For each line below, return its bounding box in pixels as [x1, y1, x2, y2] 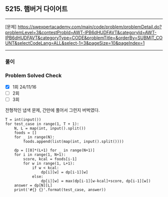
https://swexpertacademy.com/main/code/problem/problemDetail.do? [17, 24, 162, 30]
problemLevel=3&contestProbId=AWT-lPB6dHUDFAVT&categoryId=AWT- [5, 29, 157, 35]
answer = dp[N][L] [14, 183, 52, 188]
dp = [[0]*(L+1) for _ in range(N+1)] [14, 148, 95, 153]
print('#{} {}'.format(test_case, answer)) [14, 187, 106, 192]
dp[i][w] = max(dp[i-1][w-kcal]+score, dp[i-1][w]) [40, 178, 151, 184]
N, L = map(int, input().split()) [14, 126, 86, 131]
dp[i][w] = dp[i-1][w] [40, 170, 88, 175]
